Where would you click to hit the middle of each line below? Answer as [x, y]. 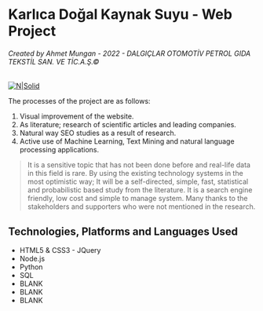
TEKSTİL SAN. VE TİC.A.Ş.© [54, 61]
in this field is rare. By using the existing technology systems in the [135, 174]
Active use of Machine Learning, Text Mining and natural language [127, 141]
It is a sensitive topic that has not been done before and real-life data [139, 165]
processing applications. [59, 150]
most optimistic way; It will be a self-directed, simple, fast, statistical [138, 181]
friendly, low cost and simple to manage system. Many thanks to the [137, 199]
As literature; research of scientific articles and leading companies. [128, 125]
